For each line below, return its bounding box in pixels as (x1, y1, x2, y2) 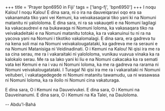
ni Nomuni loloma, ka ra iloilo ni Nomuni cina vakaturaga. (5, 77, 121, 83)
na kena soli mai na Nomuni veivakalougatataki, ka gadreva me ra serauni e (5, 41, 158, 46)
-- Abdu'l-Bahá (5, 102, 36, 107)
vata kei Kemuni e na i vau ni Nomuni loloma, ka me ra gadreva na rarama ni (5, 61, 159, 67)
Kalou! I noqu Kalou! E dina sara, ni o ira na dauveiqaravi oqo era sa (5, 9, 142, 15)
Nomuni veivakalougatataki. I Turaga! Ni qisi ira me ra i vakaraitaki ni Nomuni (5, 67, 161, 73)
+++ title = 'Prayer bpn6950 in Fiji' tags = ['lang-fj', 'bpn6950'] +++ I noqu (5, 4, 156, 10)
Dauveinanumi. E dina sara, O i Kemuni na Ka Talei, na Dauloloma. (5, 92, 138, 98)
